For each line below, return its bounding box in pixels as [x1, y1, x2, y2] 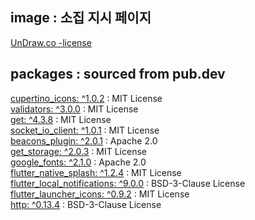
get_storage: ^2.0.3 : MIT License [10, 145, 147, 157]
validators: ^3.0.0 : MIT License [10, 103, 139, 115]
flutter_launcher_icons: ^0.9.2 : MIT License [10, 188, 190, 200]
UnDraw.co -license [10, 36, 92, 48]
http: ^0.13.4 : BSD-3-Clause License [10, 198, 162, 210]
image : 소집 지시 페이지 [10, 9, 152, 27]
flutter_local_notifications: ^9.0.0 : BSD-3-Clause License [10, 177, 246, 189]
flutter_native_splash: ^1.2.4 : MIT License [10, 166, 182, 178]
